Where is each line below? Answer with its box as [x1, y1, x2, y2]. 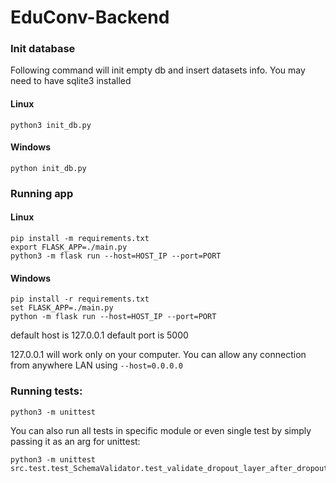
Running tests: [10, 384, 83, 398]
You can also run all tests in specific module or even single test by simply [10, 424, 312, 436]
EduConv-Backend [10, 6, 170, 29]
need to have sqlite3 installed [10, 75, 132, 87]
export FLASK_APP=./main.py [10, 242, 128, 253]
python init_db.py [10, 163, 87, 173]
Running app [10, 186, 74, 200]
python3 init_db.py [10, 120, 92, 130]
